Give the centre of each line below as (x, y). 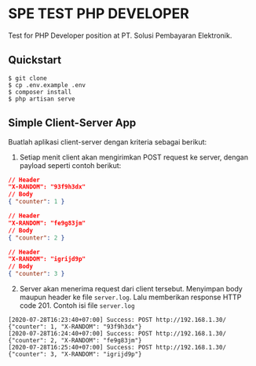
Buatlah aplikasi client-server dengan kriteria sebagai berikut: (108, 141)
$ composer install (40, 92)
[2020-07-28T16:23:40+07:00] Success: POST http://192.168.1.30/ (117, 320)
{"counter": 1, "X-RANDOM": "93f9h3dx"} (75, 327)
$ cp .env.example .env (47, 85)
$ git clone (27, 78)
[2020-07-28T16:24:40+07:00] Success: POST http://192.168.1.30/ (117, 334)
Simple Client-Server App (72, 123)
